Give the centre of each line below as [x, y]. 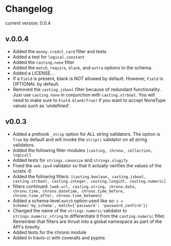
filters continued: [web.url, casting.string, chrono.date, [75, 186]
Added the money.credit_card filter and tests [59, 51]
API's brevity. [27, 227]
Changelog [29, 9]
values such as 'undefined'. [41, 106]
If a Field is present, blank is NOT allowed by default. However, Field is [88, 78]
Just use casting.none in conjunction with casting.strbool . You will [84, 94]
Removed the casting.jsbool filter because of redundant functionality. [87, 89]
